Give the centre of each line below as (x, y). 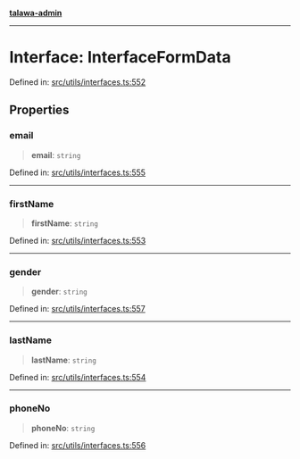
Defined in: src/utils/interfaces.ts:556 (78, 445)
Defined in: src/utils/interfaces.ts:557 (77, 309)
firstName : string (64, 223)
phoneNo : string (63, 428)
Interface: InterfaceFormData (120, 58)
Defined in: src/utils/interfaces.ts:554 (78, 377)
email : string (56, 154)
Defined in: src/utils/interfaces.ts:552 (78, 82)
